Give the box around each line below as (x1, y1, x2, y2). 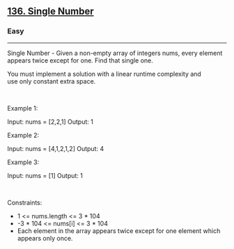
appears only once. (17, 234, 73, 242)
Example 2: (7, 131, 40, 139)
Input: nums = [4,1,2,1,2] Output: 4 (7, 144, 104, 152)
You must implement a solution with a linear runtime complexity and (7, 70, 202, 78)
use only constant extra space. (7, 77, 96, 86)
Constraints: (7, 198, 42, 207)
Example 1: (7, 104, 38, 112)
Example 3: (7, 158, 40, 166)
